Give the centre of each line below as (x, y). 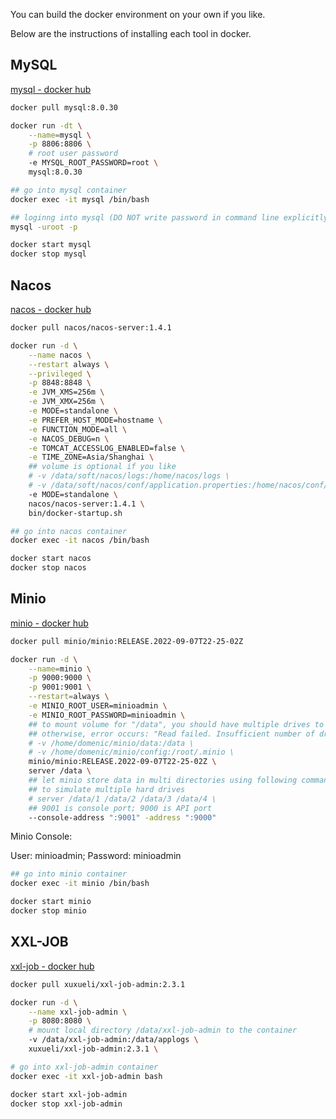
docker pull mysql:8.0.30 (64, 107)
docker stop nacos (48, 568)
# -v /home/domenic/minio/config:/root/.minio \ (131, 752)
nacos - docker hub (51, 309)
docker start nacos (51, 559)
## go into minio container (69, 874)
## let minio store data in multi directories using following (163, 780)
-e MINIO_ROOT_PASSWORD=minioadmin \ (107, 715)
